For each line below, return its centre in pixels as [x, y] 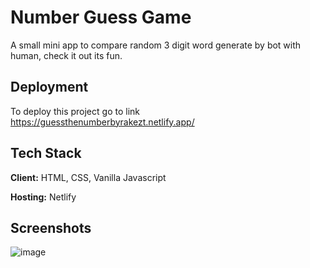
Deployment [49, 87]
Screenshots [51, 227]
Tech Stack [46, 153]
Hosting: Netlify [43, 197]
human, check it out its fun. [66, 55]
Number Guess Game [101, 17]
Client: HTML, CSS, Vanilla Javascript [88, 177]
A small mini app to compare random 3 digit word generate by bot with [156, 45]
